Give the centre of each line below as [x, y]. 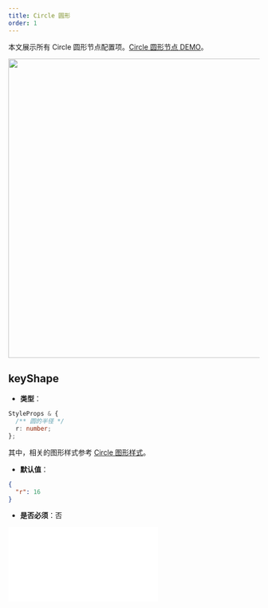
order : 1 [23, 23]
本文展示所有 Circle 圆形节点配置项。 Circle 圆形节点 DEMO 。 [108, 47]
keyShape [34, 379]
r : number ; [33, 429]
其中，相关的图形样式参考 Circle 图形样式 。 [79, 452]
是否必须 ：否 [41, 515]
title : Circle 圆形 [39, 16]
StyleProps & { [33, 414]
